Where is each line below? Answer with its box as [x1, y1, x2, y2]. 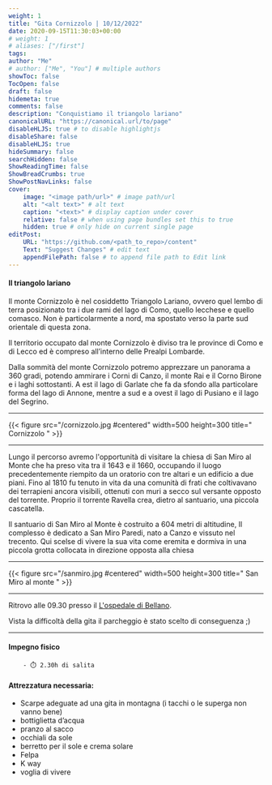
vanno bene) [19, 707, 63, 717]
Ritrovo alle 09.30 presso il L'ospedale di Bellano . [8, 600, 172, 610]
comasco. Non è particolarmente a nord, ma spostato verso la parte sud [8, 313, 249, 323]
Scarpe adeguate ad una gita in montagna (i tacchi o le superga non [19, 698, 247, 708]
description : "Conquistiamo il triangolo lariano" [8, 110, 183, 118]
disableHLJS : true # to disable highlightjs [8, 125, 161, 133]
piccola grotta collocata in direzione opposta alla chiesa [8, 545, 194, 555]
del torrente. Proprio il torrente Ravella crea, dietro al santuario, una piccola [8, 495, 259, 504]
